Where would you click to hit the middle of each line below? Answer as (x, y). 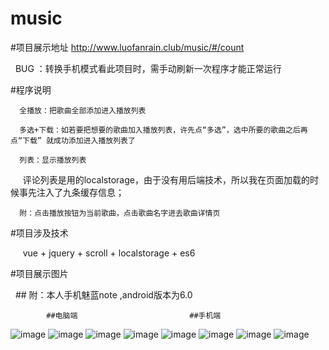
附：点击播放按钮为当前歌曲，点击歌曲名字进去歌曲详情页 (120, 213)
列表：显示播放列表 (53, 160)
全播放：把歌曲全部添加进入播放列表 (83, 110)
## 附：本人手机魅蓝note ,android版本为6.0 (103, 294)
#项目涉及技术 (39, 233)
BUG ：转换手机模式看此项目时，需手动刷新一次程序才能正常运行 (148, 68)
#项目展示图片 (39, 273)
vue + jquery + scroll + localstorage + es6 (109, 253)
